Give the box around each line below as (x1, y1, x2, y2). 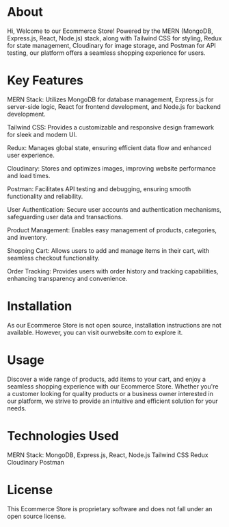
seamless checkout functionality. (7, 254, 100, 262)
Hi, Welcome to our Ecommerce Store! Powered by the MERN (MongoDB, (7, 27, 213, 35)
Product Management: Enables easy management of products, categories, (7, 225, 217, 234)
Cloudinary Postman (7, 458, 65, 466)
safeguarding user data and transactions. (7, 212, 123, 221)
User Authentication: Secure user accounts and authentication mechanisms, (7, 205, 222, 213)
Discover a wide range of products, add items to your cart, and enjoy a (7, 375, 206, 383)
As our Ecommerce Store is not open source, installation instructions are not (7, 321, 222, 329)
